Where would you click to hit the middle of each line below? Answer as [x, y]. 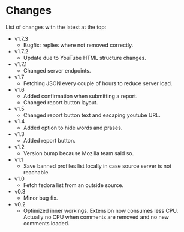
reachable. [37, 172]
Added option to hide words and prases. [73, 128]
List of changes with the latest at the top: [56, 27]
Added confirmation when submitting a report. [80, 96]
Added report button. [49, 140]
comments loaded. [46, 223]
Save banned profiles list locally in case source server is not [97, 166]
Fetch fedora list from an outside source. [73, 185]
